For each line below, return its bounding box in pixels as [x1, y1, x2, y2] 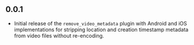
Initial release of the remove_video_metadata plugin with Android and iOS [13, 20, 188, 27]
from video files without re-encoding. [13, 32, 104, 39]
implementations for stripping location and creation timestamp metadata [13, 26, 189, 33]
